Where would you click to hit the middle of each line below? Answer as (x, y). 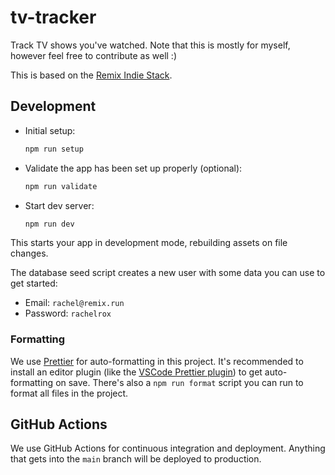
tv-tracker (53, 17)
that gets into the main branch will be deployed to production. (136, 459)
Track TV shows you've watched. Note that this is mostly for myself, (150, 45)
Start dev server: (59, 205)
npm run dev (49, 224)
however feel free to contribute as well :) (94, 55)
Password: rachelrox (68, 313)
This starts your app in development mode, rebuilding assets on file (149, 243)
